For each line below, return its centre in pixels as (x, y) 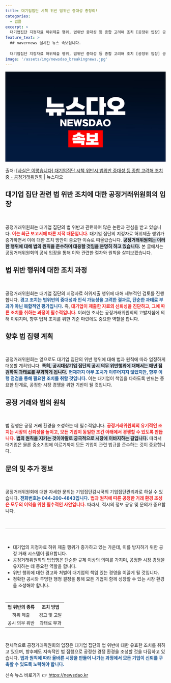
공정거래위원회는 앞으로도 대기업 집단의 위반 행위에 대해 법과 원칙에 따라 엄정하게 (85, 360)
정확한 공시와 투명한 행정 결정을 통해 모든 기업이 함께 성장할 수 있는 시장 (84, 579)
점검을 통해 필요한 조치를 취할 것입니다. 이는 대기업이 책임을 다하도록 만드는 (85, 378)
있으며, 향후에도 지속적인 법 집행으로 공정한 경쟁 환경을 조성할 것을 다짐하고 (85, 651)
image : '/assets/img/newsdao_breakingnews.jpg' (57, 59)
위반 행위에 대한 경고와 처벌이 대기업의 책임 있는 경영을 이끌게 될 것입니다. (86, 572)
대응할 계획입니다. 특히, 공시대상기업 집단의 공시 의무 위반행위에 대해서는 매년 (81, 366)
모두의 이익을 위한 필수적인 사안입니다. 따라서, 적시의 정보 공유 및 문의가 (81, 505)
